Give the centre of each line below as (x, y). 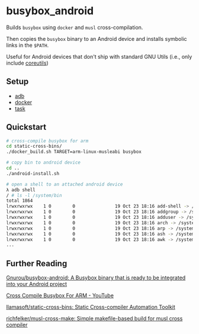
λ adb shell (21, 190)
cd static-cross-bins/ (34, 147)
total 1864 (20, 201)
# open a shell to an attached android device (65, 184)
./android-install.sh (33, 173)
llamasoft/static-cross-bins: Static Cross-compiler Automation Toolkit (91, 307)
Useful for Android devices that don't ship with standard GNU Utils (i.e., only (99, 56)
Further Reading (37, 263)
